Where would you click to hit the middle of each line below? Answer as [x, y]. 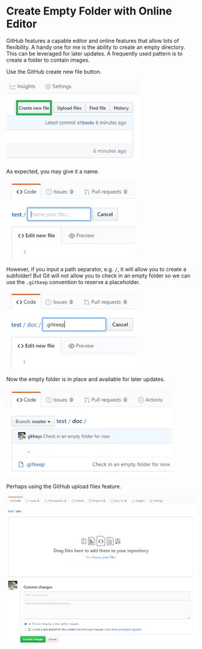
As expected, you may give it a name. [53, 171]
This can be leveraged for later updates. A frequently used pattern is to [94, 53]
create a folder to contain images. [48, 60]
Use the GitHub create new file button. [54, 71]
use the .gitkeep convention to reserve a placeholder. [73, 282]
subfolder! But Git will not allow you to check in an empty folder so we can [99, 276]
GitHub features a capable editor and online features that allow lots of [93, 40]
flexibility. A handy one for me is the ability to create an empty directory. [96, 47]
